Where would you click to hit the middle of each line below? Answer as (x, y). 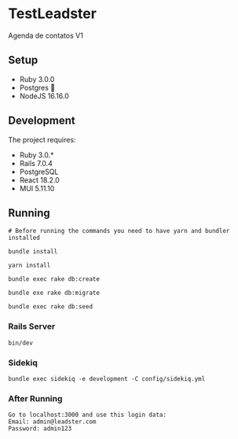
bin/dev (21, 343)
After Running (35, 398)
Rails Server (32, 326)
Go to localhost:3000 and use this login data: (88, 415)
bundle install (33, 252)
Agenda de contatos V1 (46, 35)
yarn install (29, 266)
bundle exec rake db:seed (50, 307)
